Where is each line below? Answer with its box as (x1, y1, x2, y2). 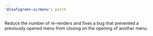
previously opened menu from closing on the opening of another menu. (4, 25, 149, 31)
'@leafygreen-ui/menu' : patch (4, 7, 66, 12)
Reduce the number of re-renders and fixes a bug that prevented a (4, 20, 139, 26)
